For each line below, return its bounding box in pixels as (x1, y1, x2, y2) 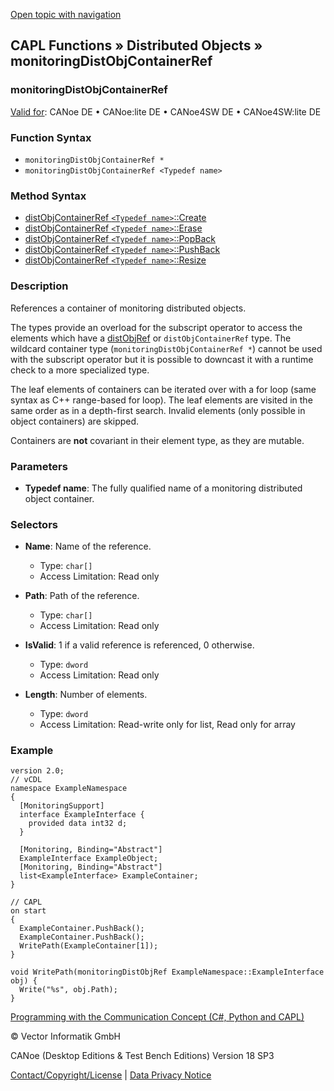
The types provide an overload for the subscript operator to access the (10, 321, 303, 333)
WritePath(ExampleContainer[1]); (19, 941, 159, 951)
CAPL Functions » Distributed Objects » (10, 37, 263, 54)
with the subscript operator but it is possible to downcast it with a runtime (10, 353, 314, 365)
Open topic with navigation (10, 9, 122, 20)
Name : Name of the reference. (24, 540, 152, 553)
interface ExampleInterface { (19, 810, 145, 820)
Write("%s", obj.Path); (19, 985, 118, 995)
